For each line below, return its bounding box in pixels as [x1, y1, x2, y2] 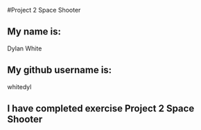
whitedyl [7, 82, 32, 91]
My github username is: [7, 64, 112, 76]
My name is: [7, 26, 61, 37]
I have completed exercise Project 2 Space [7, 103, 195, 115]
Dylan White [7, 44, 42, 53]
